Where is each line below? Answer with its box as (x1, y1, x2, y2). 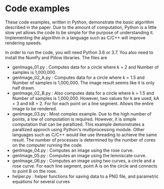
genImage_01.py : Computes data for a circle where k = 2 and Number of (12, 64, 159, 70)
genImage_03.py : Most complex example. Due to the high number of (12, 111, 152, 117)
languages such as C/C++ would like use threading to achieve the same (12, 132, 158, 138)
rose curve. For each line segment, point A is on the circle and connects (12, 163, 158, 169)
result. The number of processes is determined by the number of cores (12, 137, 156, 142)
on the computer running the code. (12, 142, 83, 148)
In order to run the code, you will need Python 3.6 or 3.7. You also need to (5, 49, 153, 55)
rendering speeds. (5, 40, 43, 46)
